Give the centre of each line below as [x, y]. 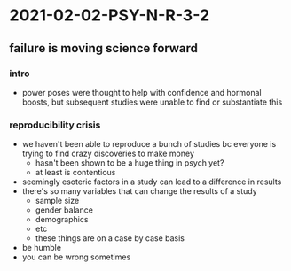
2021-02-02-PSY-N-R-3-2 [110, 15]
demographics [62, 220]
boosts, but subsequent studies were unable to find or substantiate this [152, 102]
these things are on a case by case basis [110, 238]
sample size [57, 201]
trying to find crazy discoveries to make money [108, 154]
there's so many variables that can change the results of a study [139, 191]
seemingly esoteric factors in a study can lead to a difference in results [152, 182]
